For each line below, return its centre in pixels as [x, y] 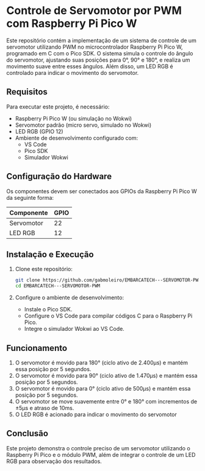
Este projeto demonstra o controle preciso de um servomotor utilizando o [98, 448]
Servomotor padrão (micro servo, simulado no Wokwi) [83, 125]
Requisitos [27, 92]
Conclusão [27, 434]
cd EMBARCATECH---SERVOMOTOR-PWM [58, 286]
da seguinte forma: [30, 197]
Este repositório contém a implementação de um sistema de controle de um [101, 40]
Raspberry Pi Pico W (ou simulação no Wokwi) [74, 118]
